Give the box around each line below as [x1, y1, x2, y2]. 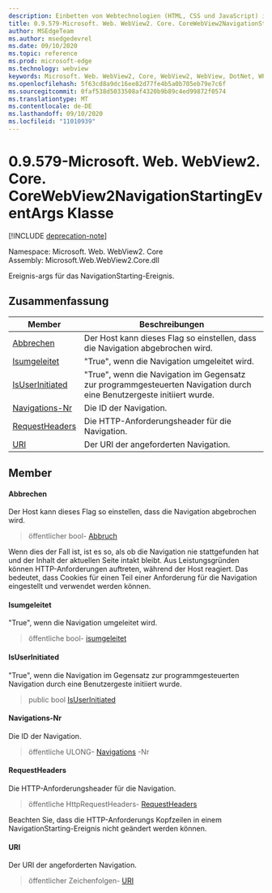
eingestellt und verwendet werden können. [8, 582, 151, 591]
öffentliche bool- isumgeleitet [28, 633, 127, 643]
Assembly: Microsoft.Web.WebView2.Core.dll [8, 255, 159, 264]
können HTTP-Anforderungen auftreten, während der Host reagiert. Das [8, 565, 249, 574]
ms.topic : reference [8, 49, 79, 58]
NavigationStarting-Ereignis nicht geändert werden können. [8, 824, 207, 834]
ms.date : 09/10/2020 [8, 42, 79, 50]
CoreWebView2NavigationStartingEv [8, 187, 263, 205]
